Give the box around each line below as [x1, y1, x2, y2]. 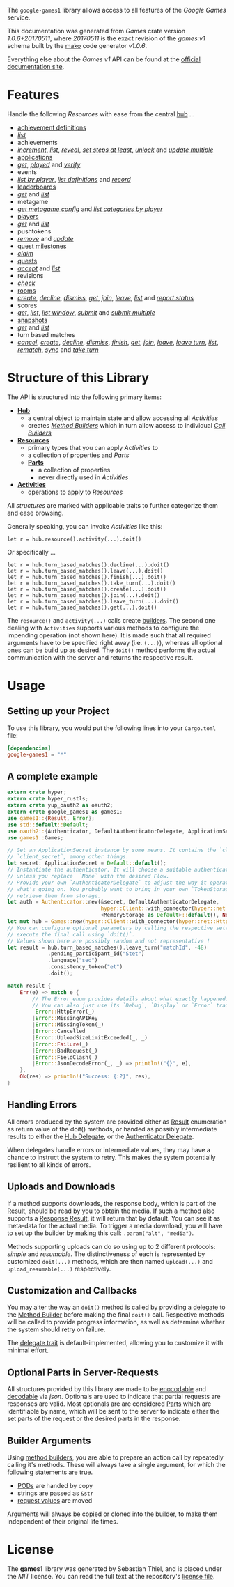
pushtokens [17, 226, 52, 235]
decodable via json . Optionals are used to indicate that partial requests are [7, 1393, 221, 1401]
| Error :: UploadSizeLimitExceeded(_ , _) [32, 1034, 148, 1041]
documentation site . [7, 63, 65, 70]
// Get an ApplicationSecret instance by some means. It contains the [7, 846, 217, 854]
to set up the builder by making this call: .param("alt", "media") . [7, 1229, 194, 1237]
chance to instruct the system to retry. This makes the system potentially [7, 1153, 216, 1161]
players [17, 212, 39, 220]
